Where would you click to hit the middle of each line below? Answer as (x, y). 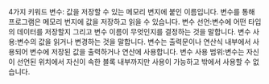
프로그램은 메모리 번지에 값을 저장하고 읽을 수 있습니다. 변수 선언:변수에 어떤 (128, 22)
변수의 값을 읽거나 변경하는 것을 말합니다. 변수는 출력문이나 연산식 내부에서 (134, 42)
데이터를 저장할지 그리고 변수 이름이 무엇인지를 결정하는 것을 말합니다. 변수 (134, 32)
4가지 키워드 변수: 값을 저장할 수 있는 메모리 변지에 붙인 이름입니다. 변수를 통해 (132, 12)
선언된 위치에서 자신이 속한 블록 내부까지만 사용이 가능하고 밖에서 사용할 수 (134, 62)
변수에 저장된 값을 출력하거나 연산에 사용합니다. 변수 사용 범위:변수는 (137, 52)
